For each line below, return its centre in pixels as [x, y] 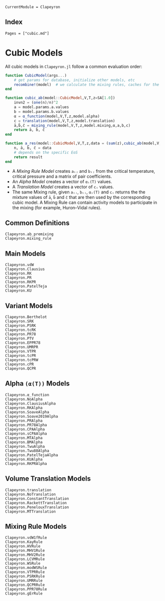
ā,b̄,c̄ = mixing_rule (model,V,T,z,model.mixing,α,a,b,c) [72, 125]
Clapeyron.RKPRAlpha [26, 464]
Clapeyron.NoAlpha [24, 399]
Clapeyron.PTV [20, 338]
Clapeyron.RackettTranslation [36, 503]
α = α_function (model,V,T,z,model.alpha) [57, 116]
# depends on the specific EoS [46, 152]
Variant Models [29, 306]
